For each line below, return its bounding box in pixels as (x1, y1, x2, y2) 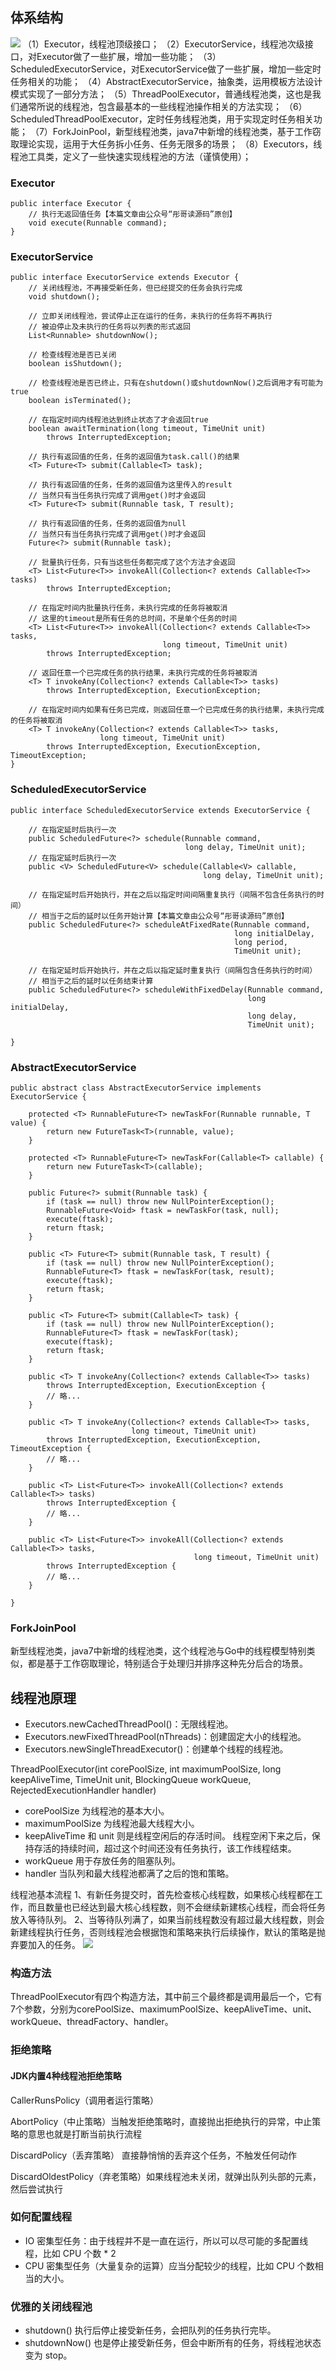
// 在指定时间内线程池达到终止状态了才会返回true (28, 415, 209, 425)
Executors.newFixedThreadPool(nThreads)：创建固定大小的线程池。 (24, 1731, 307, 1743)
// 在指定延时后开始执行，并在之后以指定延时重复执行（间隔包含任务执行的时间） (28, 965, 318, 975)
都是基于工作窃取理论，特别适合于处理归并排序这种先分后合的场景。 (27, 1658, 308, 1670)
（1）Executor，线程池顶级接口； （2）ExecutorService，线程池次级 (22, 38, 305, 50)
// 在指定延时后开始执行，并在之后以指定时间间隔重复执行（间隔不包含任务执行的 (28, 889, 318, 900)
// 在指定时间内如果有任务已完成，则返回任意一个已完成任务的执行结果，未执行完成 (28, 705, 325, 715)
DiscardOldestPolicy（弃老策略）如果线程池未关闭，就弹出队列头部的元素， (10, 2170, 322, 2182)
